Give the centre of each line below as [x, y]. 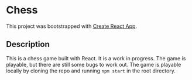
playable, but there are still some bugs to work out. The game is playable [94, 64]
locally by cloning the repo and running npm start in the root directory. [91, 71]
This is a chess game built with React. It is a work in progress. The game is [96, 58]
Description [28, 44]
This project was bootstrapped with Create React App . [72, 26]
